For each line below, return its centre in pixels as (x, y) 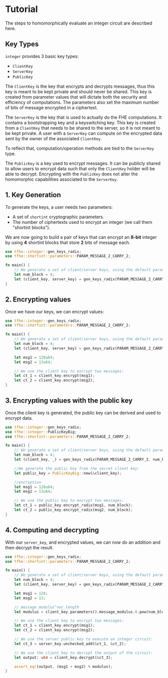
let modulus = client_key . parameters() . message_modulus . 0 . (77, 612)
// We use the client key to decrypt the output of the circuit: (84, 653)
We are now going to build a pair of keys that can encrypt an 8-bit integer (81, 237)
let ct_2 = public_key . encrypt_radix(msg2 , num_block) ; (74, 510)
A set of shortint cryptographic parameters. (58, 217)
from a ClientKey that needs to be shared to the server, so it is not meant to (83, 128)
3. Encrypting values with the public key (69, 401)
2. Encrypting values (38, 300)
